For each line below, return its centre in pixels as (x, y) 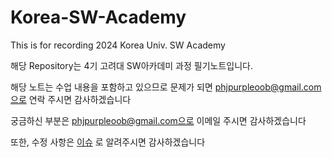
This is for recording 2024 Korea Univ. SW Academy (118, 45)
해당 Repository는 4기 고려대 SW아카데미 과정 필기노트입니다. (131, 65)
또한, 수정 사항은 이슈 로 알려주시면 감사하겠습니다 (108, 142)
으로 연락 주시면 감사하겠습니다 (71, 99)
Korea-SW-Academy (98, 17)
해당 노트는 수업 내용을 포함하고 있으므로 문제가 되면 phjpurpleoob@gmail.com (166, 87)
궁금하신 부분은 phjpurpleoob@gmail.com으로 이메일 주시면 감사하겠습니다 (158, 120)
